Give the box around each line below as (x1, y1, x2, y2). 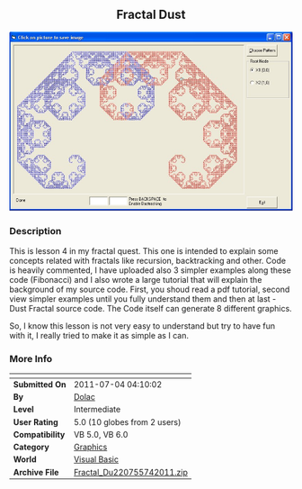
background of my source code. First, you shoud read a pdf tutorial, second (9, 284, 290, 294)
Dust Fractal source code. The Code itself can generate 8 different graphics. (9, 303, 292, 313)
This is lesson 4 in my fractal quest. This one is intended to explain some (9, 245, 279, 256)
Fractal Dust (116, 7, 186, 23)
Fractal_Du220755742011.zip (73, 466, 189, 477)
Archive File (13, 466, 59, 477)
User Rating (13, 416, 58, 427)
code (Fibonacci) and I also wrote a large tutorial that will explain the (9, 274, 262, 285)
